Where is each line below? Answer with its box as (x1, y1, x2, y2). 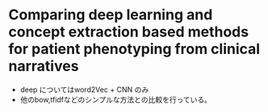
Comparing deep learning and (8, 6, 213, 24)
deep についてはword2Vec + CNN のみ (19, 85, 149, 94)
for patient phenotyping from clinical (8, 40, 261, 58)
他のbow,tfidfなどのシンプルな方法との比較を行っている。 (19, 94, 212, 104)
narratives (8, 57, 79, 76)
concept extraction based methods (8, 23, 249, 41)
